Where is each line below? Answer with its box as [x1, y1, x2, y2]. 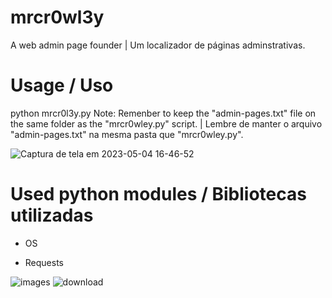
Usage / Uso [10, 74, 114, 97]
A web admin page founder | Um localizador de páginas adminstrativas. [10, 39, 306, 51]
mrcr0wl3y [10, 6, 105, 29]
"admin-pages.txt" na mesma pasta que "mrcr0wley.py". [10, 128, 244, 140]
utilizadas [10, 204, 94, 227]
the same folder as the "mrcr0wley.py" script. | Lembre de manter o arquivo [10, 117, 323, 130]
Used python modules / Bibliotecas [10, 183, 307, 206]
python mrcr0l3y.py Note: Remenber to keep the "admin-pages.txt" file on [10, 107, 317, 119]
